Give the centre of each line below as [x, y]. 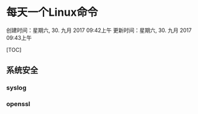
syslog [16, 88]
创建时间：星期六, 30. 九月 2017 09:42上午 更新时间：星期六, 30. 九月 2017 [99, 30]
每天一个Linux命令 [52, 12]
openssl [18, 104]
